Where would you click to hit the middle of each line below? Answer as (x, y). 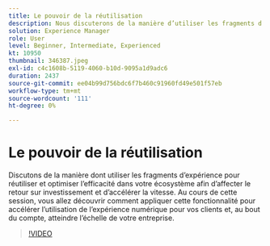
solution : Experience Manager (59, 31)
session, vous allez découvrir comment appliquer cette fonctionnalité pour (132, 201)
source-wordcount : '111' (50, 98)
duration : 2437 (34, 76)
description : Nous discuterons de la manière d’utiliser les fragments (131, 23)
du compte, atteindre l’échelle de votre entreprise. (92, 218)
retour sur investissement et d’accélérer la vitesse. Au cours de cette (123, 192)
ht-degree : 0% (32, 106)
